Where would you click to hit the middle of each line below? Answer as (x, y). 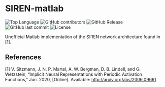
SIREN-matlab (34, 9)
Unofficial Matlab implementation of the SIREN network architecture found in (83, 37)
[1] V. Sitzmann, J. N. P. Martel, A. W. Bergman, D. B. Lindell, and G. (73, 69)
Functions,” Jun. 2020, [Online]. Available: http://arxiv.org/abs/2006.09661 (81, 79)
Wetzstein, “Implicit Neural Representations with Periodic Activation (74, 74)
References (23, 57)
